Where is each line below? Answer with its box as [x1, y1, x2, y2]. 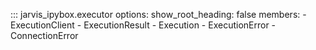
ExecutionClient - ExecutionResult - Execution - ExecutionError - [10, 19, 277, 31]
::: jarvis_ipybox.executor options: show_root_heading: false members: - [10, 9, 307, 20]
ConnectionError [10, 30, 79, 41]
